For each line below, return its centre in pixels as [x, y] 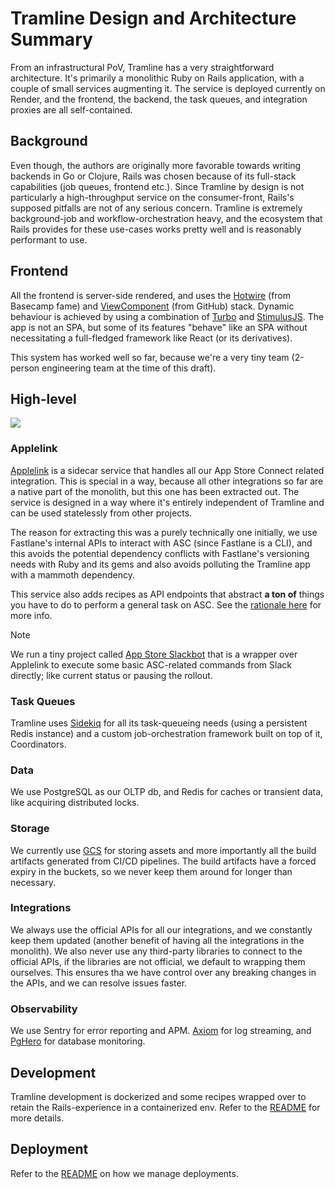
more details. [37, 1118]
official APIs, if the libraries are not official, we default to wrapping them [158, 961]
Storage [30, 829]
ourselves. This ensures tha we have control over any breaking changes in [163, 972]
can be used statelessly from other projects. [101, 513]
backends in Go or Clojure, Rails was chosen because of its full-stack [153, 176]
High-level [43, 398]
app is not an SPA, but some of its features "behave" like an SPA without [159, 327]
